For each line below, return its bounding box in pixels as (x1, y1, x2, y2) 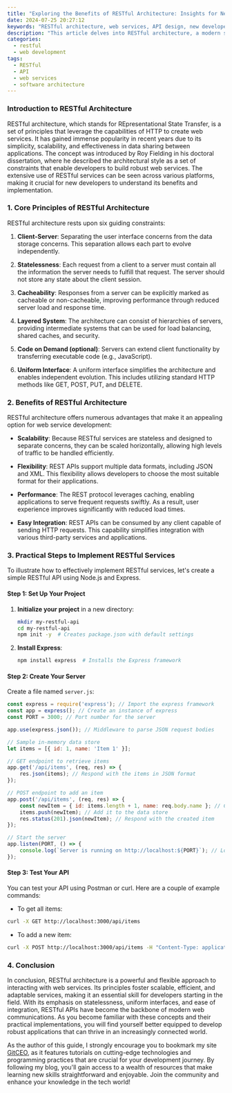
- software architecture (13, 81, 85, 88)
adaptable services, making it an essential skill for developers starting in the (7, 991, 223, 999)
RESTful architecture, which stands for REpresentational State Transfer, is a (7, 119, 222, 128)
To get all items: (17, 905, 63, 913)
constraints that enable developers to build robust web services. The (7, 163, 203, 172)
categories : (7, 36, 41, 43)
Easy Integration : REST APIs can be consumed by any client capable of (17, 519, 222, 527)
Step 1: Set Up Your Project (7, 589, 86, 598)
